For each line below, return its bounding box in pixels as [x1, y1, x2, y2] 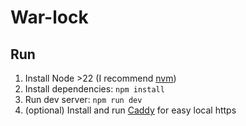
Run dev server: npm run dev [24, 94, 143, 105]
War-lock [10, 6, 89, 29]
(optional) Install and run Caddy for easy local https [24, 104, 237, 116]
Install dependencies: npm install [24, 83, 165, 95]
